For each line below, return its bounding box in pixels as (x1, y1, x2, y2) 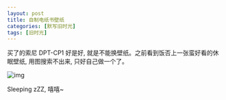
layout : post (7, 10, 45, 17)
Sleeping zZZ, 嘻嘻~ (7, 85, 64, 93)
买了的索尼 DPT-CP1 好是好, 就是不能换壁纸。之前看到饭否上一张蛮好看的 (7, 49, 214, 57)
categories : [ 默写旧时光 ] (7, 23, 76, 29)
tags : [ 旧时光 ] (7, 29, 48, 36)
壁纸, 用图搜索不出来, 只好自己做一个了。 (12, 58, 128, 66)
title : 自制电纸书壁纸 (7, 16, 65, 23)
